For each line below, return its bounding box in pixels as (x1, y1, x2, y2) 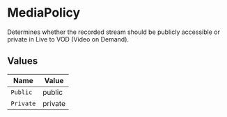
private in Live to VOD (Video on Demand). (7, 35, 130, 43)
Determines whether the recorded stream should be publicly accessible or (7, 28, 221, 36)
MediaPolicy (7, 5, 81, 21)
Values (7, 55, 38, 67)
